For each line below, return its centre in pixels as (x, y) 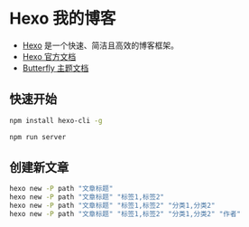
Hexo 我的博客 (63, 19)
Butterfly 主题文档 (55, 68)
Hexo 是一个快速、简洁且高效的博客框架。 (100, 45)
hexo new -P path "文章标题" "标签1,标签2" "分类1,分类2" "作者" (125, 213)
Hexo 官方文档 (49, 56)
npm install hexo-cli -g (56, 120)
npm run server (38, 137)
